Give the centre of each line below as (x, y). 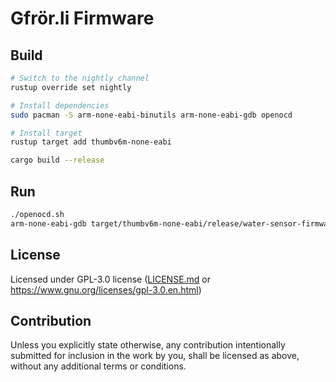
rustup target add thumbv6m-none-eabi (91, 142)
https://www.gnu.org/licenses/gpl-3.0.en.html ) (106, 289)
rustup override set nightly (71, 87)
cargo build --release (57, 160)
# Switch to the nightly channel (80, 78)
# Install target (46, 133)
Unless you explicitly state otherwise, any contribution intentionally (148, 345)
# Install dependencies (60, 105)
